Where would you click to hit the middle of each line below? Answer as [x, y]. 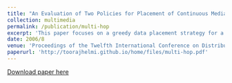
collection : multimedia [41, 20]
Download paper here [38, 72]
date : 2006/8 [26, 39]
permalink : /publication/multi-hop [58, 26]
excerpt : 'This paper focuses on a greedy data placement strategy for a [116, 33]
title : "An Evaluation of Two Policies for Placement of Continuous [108, 13]
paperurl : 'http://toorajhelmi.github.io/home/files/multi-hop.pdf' [108, 53]
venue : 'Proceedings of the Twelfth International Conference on [103, 46]
